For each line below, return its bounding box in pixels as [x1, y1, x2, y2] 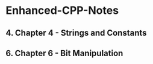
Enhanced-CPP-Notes [5, 4, 119, 18]
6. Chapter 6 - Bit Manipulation [5, 48, 123, 58]
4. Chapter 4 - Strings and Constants [5, 28, 147, 38]
